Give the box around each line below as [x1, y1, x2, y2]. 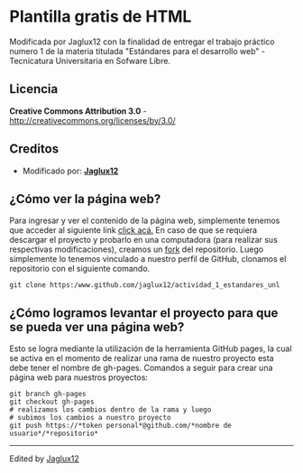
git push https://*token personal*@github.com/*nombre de [9, 422, 232, 431]
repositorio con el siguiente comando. [9, 264, 151, 274]
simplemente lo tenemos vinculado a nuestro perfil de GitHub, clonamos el [9, 254, 287, 264]
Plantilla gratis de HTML [9, 6, 192, 27]
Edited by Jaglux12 [9, 453, 79, 464]
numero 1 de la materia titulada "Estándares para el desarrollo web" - [9, 45, 266, 56]
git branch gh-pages [9, 390, 87, 399]
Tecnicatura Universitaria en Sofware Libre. [9, 55, 171, 66]
